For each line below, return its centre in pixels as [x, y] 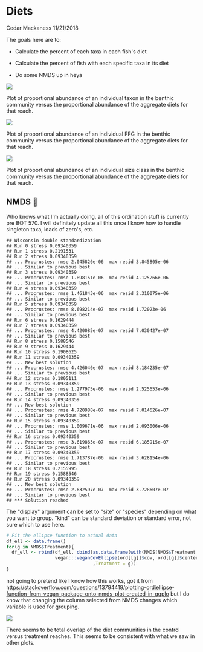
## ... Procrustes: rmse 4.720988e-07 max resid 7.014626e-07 [88, 410]
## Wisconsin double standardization [54, 241]
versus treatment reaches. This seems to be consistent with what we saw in [101, 636]
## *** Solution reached [37, 500]
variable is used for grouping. [43, 607]
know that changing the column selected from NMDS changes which [92, 600]
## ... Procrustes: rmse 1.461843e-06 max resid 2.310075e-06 [88, 293]
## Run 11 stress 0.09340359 [43, 357]
